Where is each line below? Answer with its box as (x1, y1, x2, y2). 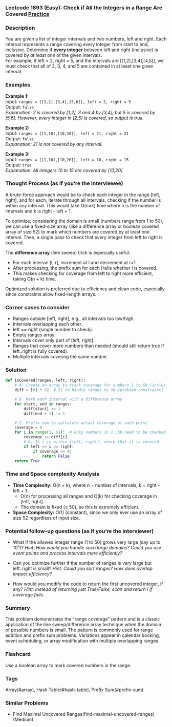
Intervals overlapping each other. (12, 321, 83, 327)
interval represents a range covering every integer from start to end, (5, 41, 149, 48)
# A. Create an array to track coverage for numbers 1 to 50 (14, 383, 147, 388)
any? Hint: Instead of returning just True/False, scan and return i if (12, 586, 153, 592)
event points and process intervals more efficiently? (12, 550, 123, 556)
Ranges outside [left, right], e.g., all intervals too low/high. (12, 315, 135, 322)
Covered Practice (5, 10, 50, 17)
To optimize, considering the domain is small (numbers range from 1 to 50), (5, 218, 164, 224)
